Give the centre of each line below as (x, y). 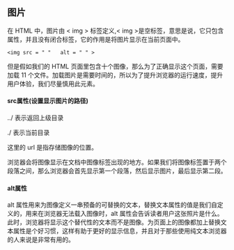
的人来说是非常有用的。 (41, 240)
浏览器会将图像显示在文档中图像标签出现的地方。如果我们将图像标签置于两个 (117, 162)
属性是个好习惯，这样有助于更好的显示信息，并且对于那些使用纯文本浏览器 (120, 231)
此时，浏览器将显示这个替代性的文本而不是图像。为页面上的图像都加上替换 (114, 222)
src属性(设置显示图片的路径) (48, 101)
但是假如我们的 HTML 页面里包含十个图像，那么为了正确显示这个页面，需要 (115, 66)
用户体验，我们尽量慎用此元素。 (53, 84)
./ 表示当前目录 (29, 133)
